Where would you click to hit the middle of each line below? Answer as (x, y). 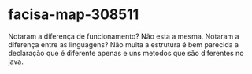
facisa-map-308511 (74, 15)
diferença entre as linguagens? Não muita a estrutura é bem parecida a (123, 44)
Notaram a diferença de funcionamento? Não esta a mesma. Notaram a (124, 36)
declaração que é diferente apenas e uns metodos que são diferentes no (126, 53)
